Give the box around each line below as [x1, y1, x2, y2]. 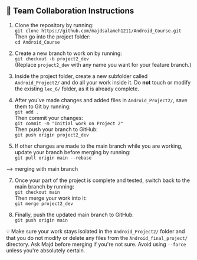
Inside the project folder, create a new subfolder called [14, 72, 148, 80]
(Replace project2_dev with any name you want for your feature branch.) [14, 61, 192, 68]
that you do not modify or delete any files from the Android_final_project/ [6, 234, 188, 241]
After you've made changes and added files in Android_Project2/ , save [14, 96, 188, 103]
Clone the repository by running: [14, 21, 94, 28]
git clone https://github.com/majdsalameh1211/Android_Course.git [14, 28, 182, 34]
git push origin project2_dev [14, 132, 90, 138]
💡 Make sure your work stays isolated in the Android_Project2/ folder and [6, 227, 185, 235]
